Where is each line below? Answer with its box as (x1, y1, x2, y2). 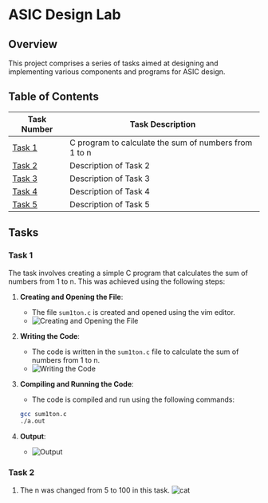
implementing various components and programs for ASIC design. (8, 67, 226, 77)
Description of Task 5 (69, 198, 150, 210)
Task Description (129, 118, 196, 129)
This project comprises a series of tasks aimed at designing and (8, 58, 219, 68)
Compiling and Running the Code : (19, 379, 134, 388)
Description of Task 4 (69, 186, 150, 197)
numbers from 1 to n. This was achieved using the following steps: (8, 277, 226, 286)
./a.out (19, 417, 45, 426)
